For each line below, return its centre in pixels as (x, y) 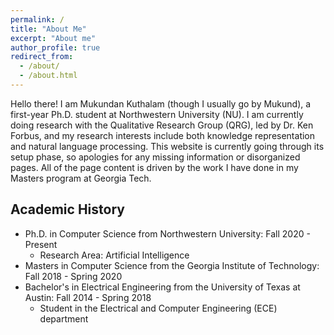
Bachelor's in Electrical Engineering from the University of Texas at (162, 287)
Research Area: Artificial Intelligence (114, 255)
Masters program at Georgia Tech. (81, 178)
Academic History (67, 209)
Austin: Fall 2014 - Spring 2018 (88, 297)
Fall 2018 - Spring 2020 (73, 276)
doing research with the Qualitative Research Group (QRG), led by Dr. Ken (162, 125)
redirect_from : (42, 57)
